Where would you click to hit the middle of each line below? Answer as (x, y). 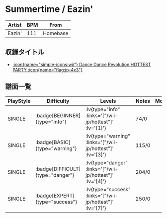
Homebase (56, 33)
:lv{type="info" (103, 109)
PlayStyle (19, 101)
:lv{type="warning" (108, 136)
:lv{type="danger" (107, 162)
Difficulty (58, 101)
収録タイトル (25, 52)
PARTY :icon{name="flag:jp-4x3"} (47, 70)
